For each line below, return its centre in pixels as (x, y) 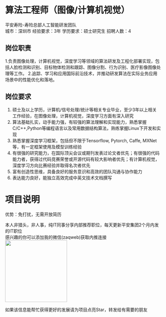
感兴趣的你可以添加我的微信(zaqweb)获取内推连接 (56, 237)
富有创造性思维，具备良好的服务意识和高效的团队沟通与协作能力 (77, 171)
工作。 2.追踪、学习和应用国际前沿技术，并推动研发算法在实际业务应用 (85, 73)
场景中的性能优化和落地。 (31, 79)
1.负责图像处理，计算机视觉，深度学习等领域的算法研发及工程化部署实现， (80, 61)
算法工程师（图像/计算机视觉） (67, 10)
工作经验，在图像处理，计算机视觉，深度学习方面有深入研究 (73, 116)
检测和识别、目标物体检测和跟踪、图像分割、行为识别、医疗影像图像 (87, 67)
